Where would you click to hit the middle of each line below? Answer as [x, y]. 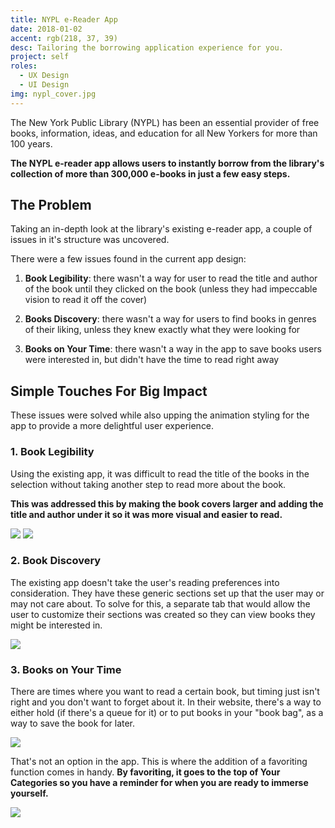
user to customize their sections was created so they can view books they [163, 614]
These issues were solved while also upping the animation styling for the [160, 415]
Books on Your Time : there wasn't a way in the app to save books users [173, 349]
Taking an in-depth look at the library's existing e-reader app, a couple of [161, 229]
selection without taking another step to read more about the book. [148, 484]
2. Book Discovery [56, 561]
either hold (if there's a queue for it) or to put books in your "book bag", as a [167, 713]
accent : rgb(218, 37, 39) [64, 38]
